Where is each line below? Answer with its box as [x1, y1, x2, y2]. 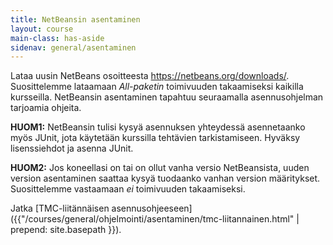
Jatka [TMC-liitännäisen [10, 202, 110, 215]
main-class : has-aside [10, 33, 105, 43]
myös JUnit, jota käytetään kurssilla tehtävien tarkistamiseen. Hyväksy [10, 132, 301, 144]
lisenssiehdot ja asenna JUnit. [10, 142, 134, 155]
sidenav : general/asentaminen [10, 42, 137, 53]
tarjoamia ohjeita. [10, 102, 82, 114]
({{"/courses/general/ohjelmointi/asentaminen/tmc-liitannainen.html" [10, 213, 295, 225]
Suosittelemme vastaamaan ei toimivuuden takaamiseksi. [10, 183, 246, 195]
